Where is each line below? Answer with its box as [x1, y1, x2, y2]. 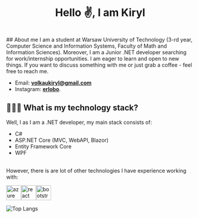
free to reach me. [6, 67, 49, 74]
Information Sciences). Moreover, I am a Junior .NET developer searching [6, 48, 187, 55]
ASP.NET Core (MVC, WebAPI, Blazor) [14, 136, 109, 144]
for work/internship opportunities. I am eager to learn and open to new [6, 55, 180, 62]
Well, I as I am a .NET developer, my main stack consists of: [6, 119, 152, 126]
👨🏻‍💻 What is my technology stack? [6, 103, 138, 113]
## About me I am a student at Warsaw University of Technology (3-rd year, [6, 36, 193, 43]
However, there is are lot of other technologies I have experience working [6, 167, 187, 174]
